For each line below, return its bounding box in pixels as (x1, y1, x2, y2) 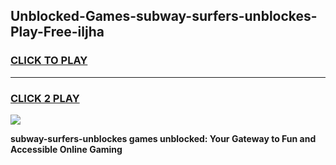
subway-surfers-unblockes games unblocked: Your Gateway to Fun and (10, 132, 317, 144)
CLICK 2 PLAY (10, 91, 80, 105)
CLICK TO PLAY (10, 54, 88, 68)
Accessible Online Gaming (10, 143, 123, 155)
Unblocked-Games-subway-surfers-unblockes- (10, 8, 318, 25)
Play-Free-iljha (10, 24, 105, 41)
